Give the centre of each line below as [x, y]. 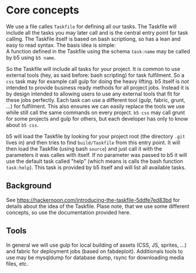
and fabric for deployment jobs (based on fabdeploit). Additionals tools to [94, 251]
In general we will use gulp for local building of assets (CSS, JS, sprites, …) [97, 245]
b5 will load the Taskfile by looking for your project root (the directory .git [96, 136]
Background [29, 186]
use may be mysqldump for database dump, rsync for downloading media [95, 257]
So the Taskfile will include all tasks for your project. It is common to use [93, 69]
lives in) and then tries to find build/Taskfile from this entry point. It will [93, 142]
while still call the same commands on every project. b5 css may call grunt [96, 112]
